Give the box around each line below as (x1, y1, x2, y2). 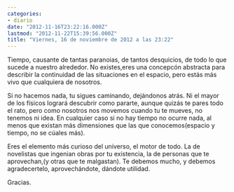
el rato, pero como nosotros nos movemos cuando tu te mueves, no (7, 107, 203, 115)
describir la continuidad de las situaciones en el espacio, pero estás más (7, 71, 217, 79)
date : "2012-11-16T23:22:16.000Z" (7, 23, 109, 30)
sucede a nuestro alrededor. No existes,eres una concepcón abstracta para (7, 63, 226, 71)
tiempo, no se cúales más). (7, 129, 85, 137)
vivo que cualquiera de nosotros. (7, 78, 102, 86)
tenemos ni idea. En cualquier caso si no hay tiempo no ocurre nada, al (7, 114, 212, 123)
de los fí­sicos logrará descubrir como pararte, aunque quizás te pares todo (7, 99, 224, 107)
